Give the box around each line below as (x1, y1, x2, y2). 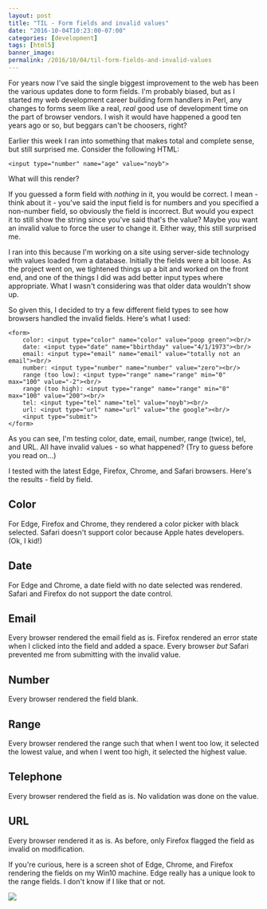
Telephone (8, 770, 62, 784)
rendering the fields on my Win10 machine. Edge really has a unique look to (8, 868, 256, 878)
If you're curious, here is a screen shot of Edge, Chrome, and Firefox (8, 860, 234, 869)
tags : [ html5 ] (8, 41, 56, 49)
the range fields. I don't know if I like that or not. (8, 876, 166, 886)
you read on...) (8, 450, 57, 460)
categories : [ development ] (8, 34, 98, 42)
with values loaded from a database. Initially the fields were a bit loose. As (8, 255, 252, 265)
